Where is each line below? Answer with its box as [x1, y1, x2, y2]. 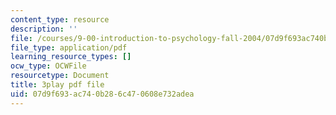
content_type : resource [10, 14, 110, 25]
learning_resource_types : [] [10, 52, 132, 62]
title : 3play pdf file [10, 80, 105, 90]
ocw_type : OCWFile [10, 61, 87, 71]
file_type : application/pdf [10, 42, 128, 53]
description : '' [10, 24, 78, 34]
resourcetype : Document [10, 71, 110, 81]
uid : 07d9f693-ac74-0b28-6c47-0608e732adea [10, 89, 195, 99]
